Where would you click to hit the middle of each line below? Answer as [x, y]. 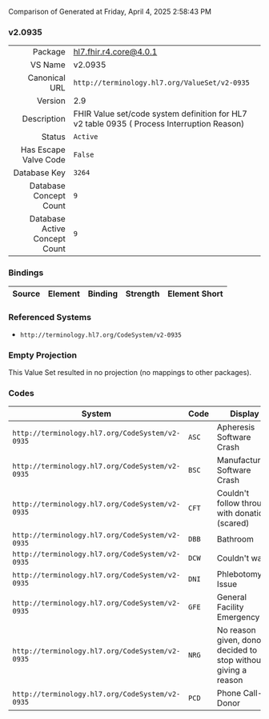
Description [44, 119]
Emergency [238, 617]
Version [51, 101]
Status [53, 137]
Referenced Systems [50, 317]
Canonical [46, 78]
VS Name [48, 65]
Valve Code [44, 160]
